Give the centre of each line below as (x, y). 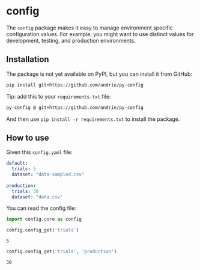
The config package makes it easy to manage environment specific (89, 28)
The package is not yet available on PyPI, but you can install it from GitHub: (99, 74)
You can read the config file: (41, 208)
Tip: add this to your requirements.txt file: (59, 96)
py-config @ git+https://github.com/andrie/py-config (75, 107)
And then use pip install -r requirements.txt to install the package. (93, 119)
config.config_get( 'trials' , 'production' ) (62, 252)
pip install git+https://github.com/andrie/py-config (75, 85)
